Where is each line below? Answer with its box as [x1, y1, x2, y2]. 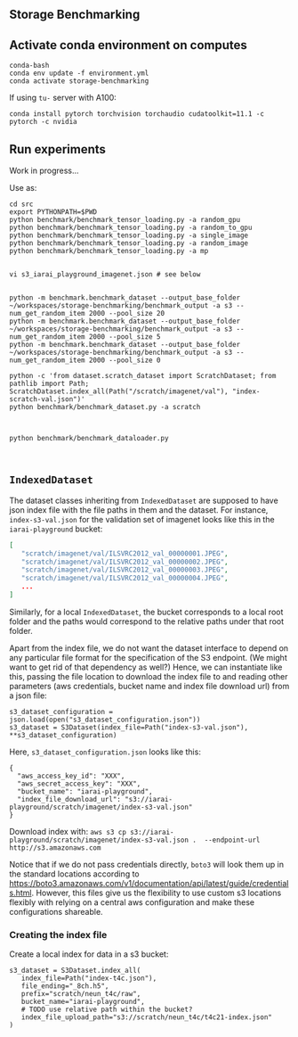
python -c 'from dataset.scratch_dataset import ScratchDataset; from [9, 372, 277, 381]
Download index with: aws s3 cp [9, 826, 127, 836]
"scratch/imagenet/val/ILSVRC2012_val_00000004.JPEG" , [20, 574, 229, 583]
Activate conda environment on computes [9, 37, 247, 53]
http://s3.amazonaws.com [9, 843, 101, 852]
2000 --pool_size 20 [88, 309, 165, 318]
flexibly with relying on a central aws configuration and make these [9, 896, 255, 908]
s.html [9, 887, 32, 898]
